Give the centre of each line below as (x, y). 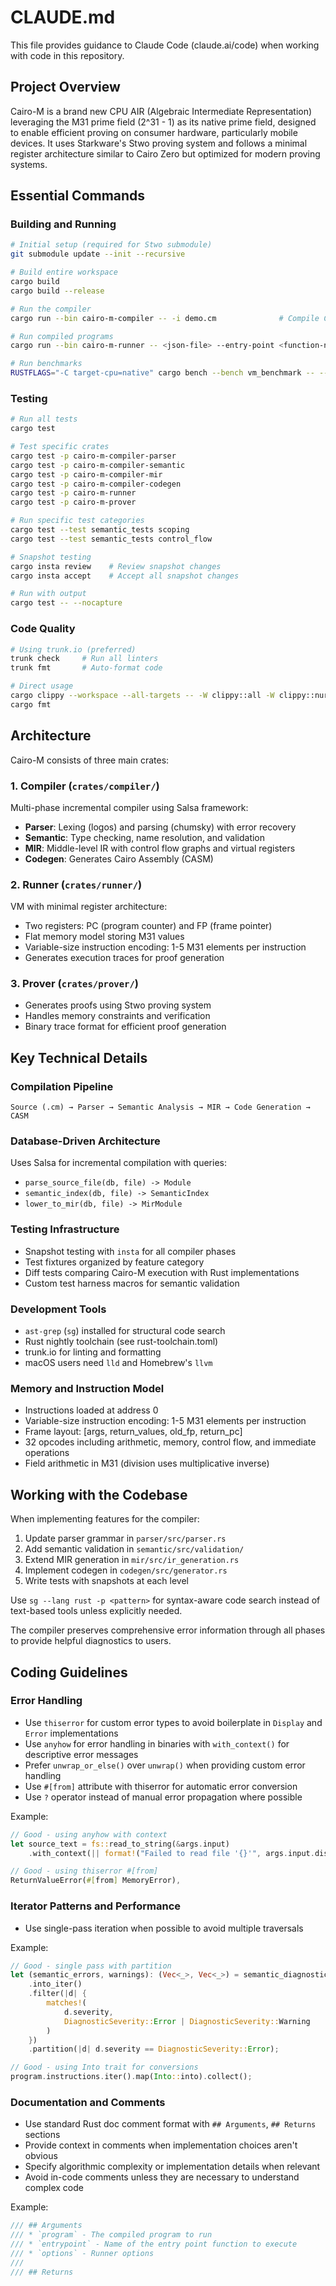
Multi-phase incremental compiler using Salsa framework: (129, 807)
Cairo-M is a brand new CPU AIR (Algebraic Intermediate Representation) (161, 111)
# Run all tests (44, 419)
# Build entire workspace (64, 272)
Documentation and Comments (88, 2102)
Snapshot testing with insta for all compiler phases (130, 1251)
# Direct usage (42, 686)
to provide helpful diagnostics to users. (91, 1641)
